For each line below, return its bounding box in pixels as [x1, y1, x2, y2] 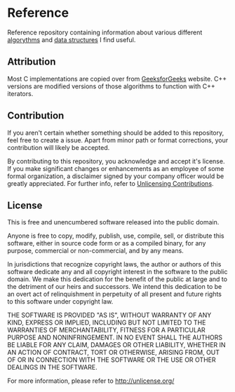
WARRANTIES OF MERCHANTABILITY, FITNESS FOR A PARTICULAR [7, 326, 206, 334]
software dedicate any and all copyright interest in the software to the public [7, 268, 228, 276]
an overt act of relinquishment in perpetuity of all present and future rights [7, 290, 222, 299]
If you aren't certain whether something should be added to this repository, [7, 128, 224, 137]
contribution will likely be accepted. [7, 143, 110, 151]
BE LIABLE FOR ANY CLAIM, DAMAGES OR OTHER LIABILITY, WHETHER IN [7, 341, 226, 349]
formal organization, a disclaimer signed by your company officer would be [7, 172, 224, 180]
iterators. [7, 89, 34, 97]
